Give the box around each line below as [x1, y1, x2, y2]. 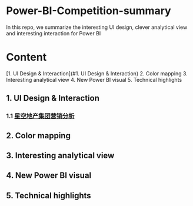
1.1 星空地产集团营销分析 [6, 112, 75, 120]
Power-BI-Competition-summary [6, 4, 172, 18]
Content [6, 51, 47, 64]
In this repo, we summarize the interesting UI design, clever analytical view [6, 24, 188, 31]
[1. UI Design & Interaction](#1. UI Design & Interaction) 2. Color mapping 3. [6, 69, 188, 77]
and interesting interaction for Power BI [6, 29, 101, 36]
